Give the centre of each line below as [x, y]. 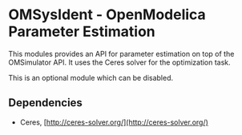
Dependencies [45, 103]
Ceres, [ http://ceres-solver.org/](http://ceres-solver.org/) [114, 122]
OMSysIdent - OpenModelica [107, 15]
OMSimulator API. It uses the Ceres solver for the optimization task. [119, 62]
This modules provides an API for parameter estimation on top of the [121, 54]
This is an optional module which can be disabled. [91, 77]
